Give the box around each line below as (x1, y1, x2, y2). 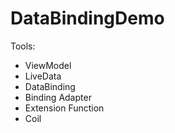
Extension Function (24, 102, 105, 114)
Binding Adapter (24, 91, 92, 103)
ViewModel (24, 59, 72, 71)
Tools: (10, 40, 36, 52)
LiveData (24, 70, 62, 82)
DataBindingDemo (10, 7, 165, 30)
